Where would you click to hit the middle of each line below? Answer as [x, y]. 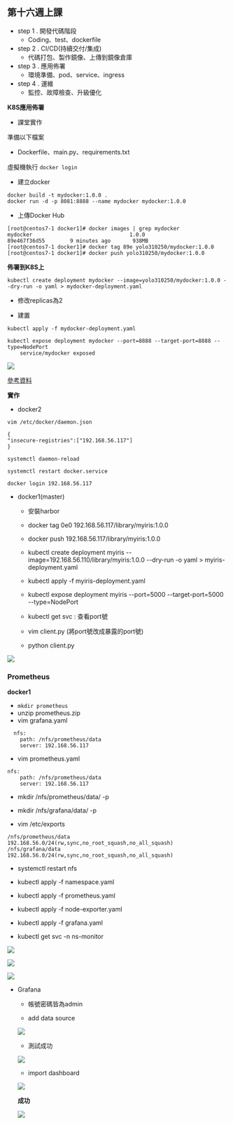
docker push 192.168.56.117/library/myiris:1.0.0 [94, 539]
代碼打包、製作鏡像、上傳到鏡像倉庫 [80, 57]
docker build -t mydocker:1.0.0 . [58, 195]
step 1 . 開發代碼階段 [47, 31]
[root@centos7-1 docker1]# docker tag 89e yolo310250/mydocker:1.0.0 [111, 247]
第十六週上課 [35, 13]
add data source [51, 1018]
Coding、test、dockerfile [64, 39]
